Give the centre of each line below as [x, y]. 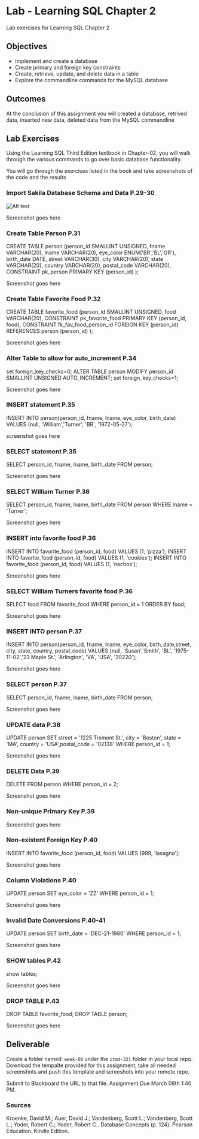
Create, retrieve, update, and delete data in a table [77, 74]
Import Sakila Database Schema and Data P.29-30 [81, 193]
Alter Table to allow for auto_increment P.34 [71, 358]
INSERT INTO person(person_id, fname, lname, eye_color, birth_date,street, [99, 644]
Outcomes [26, 99]
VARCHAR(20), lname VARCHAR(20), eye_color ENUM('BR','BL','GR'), [91, 253]
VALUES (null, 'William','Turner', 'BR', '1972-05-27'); [70, 424]
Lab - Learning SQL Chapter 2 [81, 11]
